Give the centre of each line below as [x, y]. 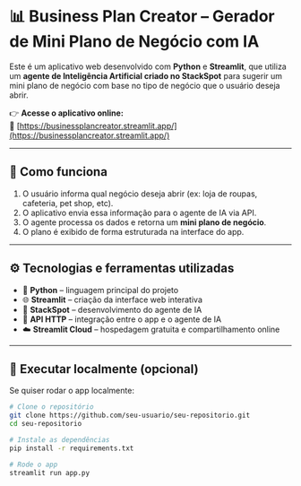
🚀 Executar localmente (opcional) [104, 369]
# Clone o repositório [52, 407]
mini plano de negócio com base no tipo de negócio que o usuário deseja [145, 85]
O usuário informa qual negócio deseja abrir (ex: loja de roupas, [140, 194]
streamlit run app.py [50, 473]
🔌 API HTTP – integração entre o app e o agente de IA [122, 319]
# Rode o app [34, 464]
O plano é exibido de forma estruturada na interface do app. [133, 231]
